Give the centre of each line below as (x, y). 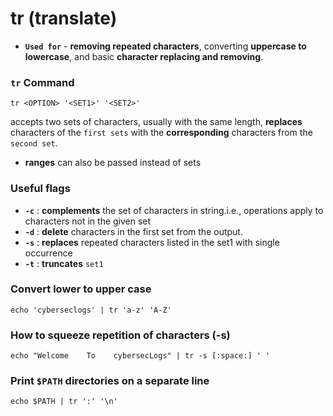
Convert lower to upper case (81, 289)
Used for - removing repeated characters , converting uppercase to (165, 46)
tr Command (42, 82)
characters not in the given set (88, 221)
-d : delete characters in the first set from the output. (133, 231)
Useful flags (40, 189)
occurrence (48, 253)
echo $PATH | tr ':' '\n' (64, 402)
